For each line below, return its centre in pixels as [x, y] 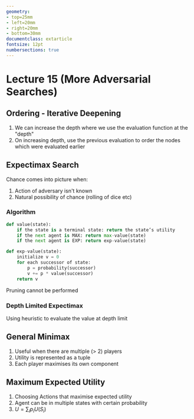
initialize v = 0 [38, 257]
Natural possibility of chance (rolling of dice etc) [73, 197]
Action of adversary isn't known [53, 191]
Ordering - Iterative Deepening [64, 114]
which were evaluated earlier [50, 146]
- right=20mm [22, 28]
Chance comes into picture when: [47, 179]
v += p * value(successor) [60, 273]
